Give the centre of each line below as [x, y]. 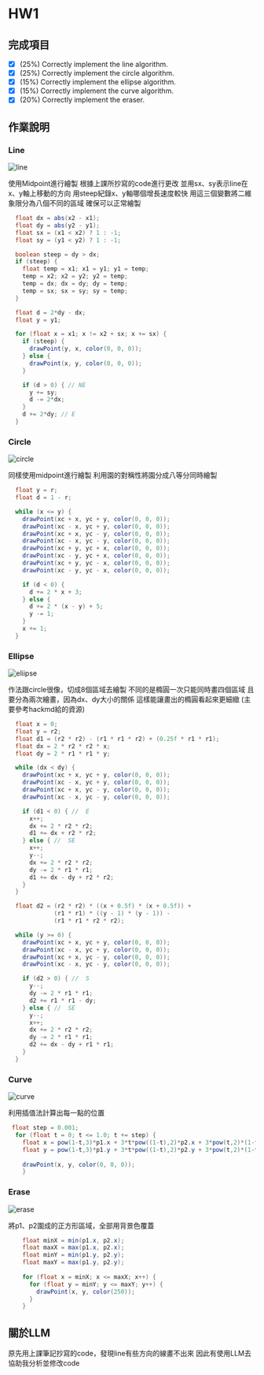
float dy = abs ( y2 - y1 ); [58, 225]
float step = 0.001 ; [45, 1128]
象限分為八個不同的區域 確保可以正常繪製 [75, 203]
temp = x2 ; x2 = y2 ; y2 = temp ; [75, 277]
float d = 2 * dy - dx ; [51, 312]
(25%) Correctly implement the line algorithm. [93, 64]
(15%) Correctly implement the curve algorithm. [97, 91]
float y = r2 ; [38, 731]
